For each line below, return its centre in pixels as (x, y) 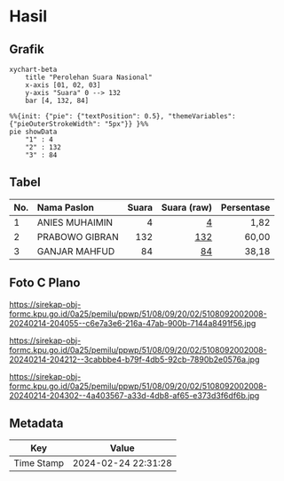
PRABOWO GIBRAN (78, 236)
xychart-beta (33, 69)
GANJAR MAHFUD (76, 251)
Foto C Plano (45, 283)
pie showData (33, 132)
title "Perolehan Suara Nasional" (89, 77)
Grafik (27, 49)
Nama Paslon (66, 207)
